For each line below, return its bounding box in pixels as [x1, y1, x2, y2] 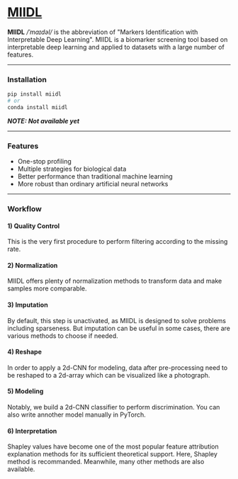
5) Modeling [7, 387, 44, 395]
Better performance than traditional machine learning [17, 172, 174, 181]
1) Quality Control [7, 221, 60, 230]
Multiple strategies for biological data [17, 164, 127, 174]
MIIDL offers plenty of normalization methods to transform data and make [7, 277, 222, 286]
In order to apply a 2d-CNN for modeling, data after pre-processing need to [7, 363, 228, 372]
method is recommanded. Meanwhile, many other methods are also [7, 458, 205, 466]
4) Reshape [7, 348, 42, 356]
